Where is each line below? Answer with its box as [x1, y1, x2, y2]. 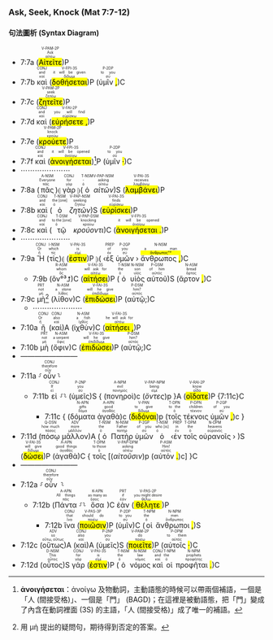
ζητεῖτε [38, 97, 63, 107]
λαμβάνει [124, 185, 158, 195]
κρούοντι [72, 225, 104, 235]
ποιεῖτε [128, 540, 153, 551]
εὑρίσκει [102, 206, 132, 216]
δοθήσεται [51, 77, 88, 87]
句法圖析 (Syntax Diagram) [8, 28, 100, 37]
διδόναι [131, 411, 157, 421]
